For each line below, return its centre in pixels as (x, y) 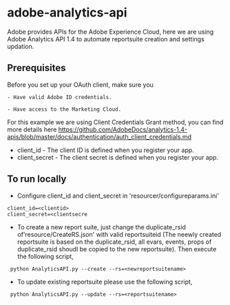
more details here (32, 129)
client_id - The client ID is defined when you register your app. (105, 150)
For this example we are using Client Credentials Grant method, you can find (115, 122)
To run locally (37, 179)
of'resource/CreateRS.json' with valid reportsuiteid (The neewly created (119, 234)
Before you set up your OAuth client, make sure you (80, 85)
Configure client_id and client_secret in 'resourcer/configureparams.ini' (118, 196)
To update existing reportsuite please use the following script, (105, 282)
